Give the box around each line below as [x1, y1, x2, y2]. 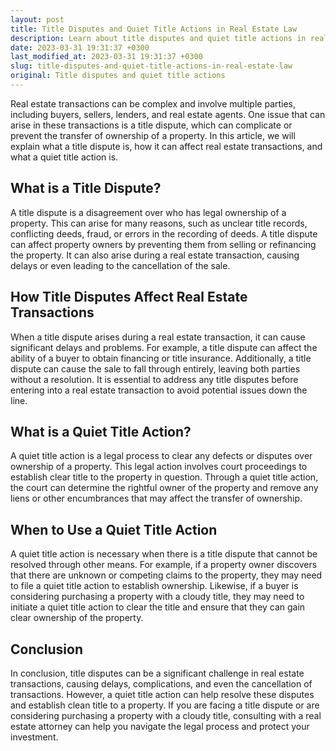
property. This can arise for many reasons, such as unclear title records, [10, 217, 308, 229]
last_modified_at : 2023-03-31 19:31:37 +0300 [10, 52, 203, 62]
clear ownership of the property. [10, 612, 144, 624]
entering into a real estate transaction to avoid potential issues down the [10, 384, 308, 396]
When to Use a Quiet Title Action [10, 521, 218, 538]
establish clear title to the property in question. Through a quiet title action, [10, 471, 319, 483]
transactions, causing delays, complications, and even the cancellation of [10, 677, 313, 690]
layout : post [10, 14, 65, 25]
